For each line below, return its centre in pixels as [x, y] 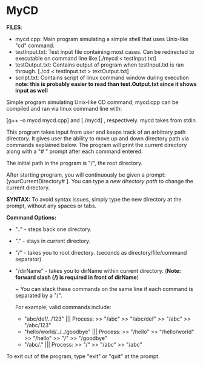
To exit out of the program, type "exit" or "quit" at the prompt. [83, 356]
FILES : [14, 27]
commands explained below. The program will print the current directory [97, 145]
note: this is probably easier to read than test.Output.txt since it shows [106, 84]
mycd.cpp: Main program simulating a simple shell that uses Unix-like [102, 39]
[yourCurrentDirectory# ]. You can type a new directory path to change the [100, 181]
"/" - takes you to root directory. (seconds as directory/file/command [101, 252]
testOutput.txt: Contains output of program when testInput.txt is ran [99, 65]
